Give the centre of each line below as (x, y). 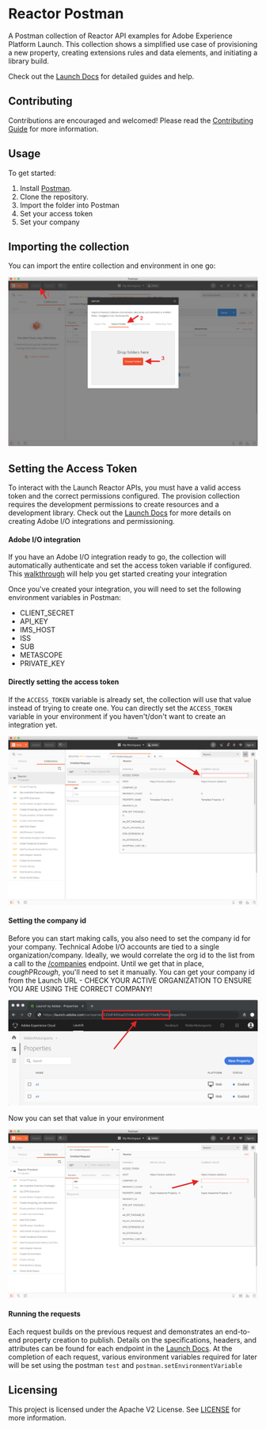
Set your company (50, 222)
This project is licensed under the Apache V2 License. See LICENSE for (125, 1409)
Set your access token (56, 213)
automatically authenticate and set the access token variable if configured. (130, 565)
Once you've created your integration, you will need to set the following (125, 589)
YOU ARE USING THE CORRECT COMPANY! (80, 988)
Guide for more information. (53, 128)
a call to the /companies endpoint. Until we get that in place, (106, 963)
